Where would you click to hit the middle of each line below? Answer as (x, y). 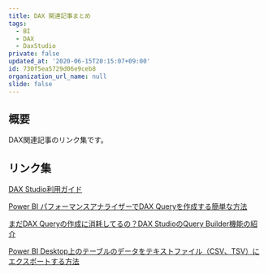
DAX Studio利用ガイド (45, 189)
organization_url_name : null (58, 76)
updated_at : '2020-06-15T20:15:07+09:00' (80, 62)
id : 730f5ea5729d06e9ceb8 (52, 69)
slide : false (30, 84)
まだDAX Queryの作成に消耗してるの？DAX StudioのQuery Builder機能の (130, 224)
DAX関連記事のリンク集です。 (58, 140)
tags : (17, 24)
